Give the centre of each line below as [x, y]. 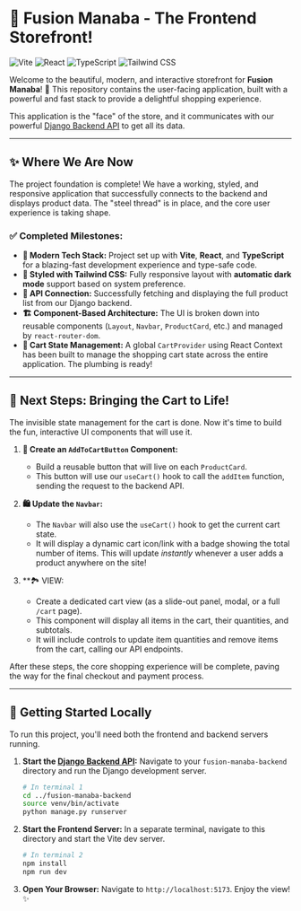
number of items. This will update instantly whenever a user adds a [159, 553]
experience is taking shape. [60, 212]
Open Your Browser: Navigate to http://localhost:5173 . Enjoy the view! [156, 889]
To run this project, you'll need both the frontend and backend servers [139, 734]
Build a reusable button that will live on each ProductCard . [142, 467]
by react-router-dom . [61, 336]
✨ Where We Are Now [72, 162]
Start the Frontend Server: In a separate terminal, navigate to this [144, 829]
